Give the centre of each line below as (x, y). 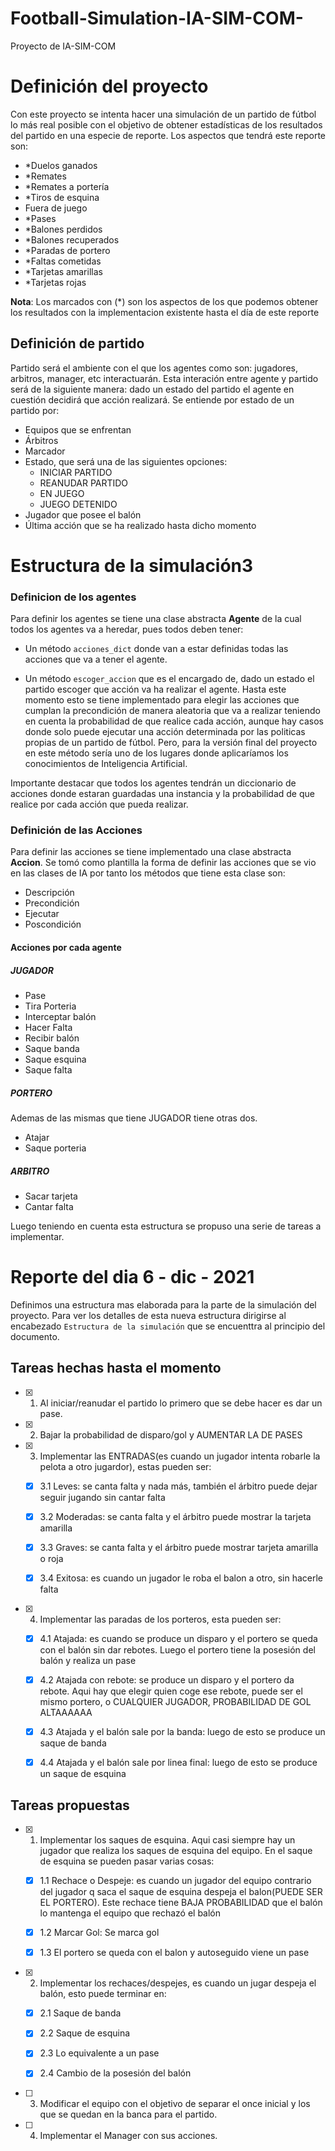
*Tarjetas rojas (55, 282)
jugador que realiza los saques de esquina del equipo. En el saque (176, 1851)
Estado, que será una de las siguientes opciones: (126, 461)
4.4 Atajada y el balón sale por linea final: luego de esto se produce (178, 1763)
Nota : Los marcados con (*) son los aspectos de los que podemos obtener (164, 301)
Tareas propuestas (70, 1805)
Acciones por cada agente (66, 948)
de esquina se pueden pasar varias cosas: (127, 1861)
